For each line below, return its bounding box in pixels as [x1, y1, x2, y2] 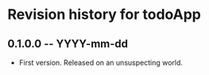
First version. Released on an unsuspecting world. [18, 58, 184, 67]
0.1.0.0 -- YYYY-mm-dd [7, 37, 129, 51]
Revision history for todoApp [7, 6, 202, 24]
